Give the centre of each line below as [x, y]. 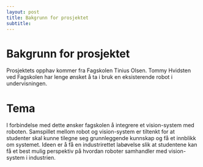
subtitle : [19, 23]
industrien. [42, 158]
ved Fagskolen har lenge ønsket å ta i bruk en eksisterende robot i [90, 77]
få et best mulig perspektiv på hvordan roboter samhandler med [87, 151]
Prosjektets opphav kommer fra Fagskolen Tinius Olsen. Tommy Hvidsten [99, 70]
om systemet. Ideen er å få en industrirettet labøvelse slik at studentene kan [102, 145]
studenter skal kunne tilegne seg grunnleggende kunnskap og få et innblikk [101, 138]
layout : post [23, 12]
